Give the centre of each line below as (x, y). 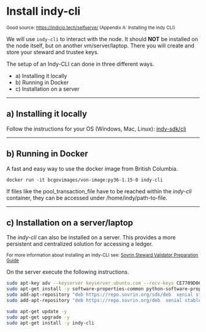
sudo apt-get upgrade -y (38, 317)
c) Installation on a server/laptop (70, 222)
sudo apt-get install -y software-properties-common (75, 289)
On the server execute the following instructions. (68, 272)
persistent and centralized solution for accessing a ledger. (80, 244)
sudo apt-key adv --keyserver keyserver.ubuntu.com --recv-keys (90, 284)
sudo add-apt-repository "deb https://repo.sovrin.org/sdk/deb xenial (100, 295)
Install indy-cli (44, 11)
